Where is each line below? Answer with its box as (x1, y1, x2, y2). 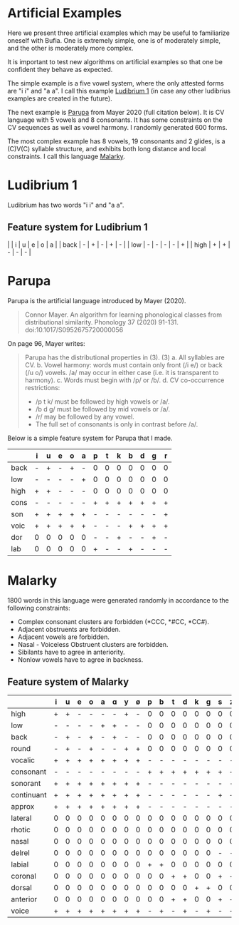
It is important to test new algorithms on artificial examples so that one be (7, 57, 223, 66)
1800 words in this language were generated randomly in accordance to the (7, 596, 229, 604)
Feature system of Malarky (7, 675, 129, 688)
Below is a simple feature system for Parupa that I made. (7, 434, 173, 442)
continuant (11, 790, 47, 800)
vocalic (11, 755, 36, 765)
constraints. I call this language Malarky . (7, 152, 126, 160)
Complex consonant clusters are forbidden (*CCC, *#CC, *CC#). (17, 617, 210, 625)
